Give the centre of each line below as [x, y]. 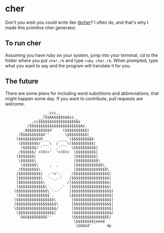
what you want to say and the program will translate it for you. [68, 65]
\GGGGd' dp [94, 226]
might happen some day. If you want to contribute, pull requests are [74, 98]
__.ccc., [52, 113]
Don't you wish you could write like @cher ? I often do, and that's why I [77, 22]
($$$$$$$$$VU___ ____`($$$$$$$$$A [55, 139]
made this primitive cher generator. [41, 27]
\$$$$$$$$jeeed [89, 221]
